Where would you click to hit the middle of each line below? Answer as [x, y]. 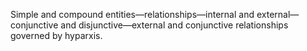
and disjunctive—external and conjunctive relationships [174, 25]
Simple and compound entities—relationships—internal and [132, 14]
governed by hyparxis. [56, 35]
